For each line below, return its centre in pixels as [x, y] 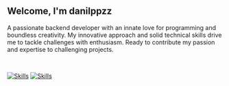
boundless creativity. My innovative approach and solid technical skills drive [114, 35]
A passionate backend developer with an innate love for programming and [112, 27]
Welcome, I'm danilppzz [60, 11]
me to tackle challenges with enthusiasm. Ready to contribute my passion [111, 42]
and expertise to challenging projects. [61, 49]
